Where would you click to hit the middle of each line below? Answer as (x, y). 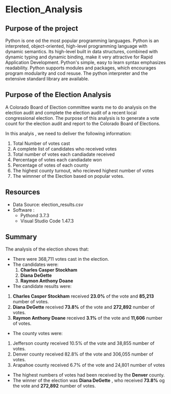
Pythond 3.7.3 (35, 215)
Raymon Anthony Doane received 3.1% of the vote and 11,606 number (88, 318)
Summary (21, 237)
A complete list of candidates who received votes (65, 149)
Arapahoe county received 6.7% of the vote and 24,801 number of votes (89, 365)
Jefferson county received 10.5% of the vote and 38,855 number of (83, 343)
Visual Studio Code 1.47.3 (47, 221)
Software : (23, 210)
